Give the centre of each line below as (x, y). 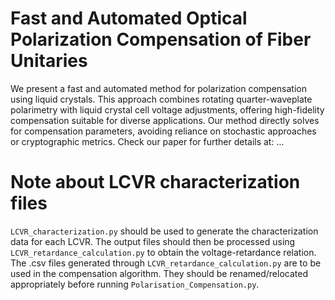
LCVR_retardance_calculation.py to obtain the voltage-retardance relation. (163, 252)
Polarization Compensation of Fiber (161, 39)
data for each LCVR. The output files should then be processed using (153, 241)
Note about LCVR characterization (155, 182)
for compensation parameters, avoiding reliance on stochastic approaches (163, 131)
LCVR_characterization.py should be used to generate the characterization (164, 231)
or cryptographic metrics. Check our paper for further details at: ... (147, 141)
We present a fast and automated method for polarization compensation (158, 88)
